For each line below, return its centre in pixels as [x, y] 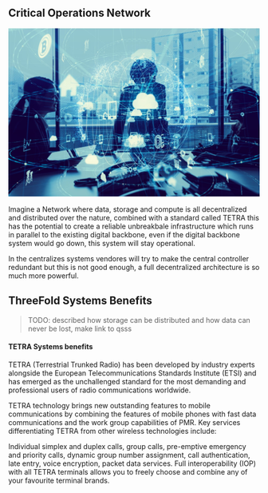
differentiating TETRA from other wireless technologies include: [112, 431]
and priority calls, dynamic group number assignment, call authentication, [129, 455]
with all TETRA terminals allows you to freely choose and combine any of [128, 471]
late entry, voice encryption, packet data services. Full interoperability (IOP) [132, 463]
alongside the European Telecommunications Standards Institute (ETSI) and [132, 373]
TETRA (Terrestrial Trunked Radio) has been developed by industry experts [132, 364]
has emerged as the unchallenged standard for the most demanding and [127, 381]
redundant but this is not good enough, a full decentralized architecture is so [134, 267]
